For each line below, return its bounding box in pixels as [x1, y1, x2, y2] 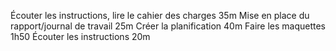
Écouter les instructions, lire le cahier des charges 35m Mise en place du [10, 10, 310, 21]
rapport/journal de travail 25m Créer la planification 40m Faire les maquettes [10, 20, 326, 32]
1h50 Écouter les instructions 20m [10, 31, 151, 42]
